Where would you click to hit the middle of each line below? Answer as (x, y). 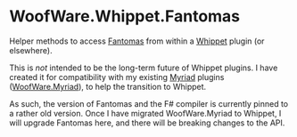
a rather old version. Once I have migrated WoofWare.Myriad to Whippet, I (145, 113)
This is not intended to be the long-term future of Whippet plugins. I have (144, 68)
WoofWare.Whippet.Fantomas (125, 16)
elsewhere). (31, 50)
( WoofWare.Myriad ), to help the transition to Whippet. (108, 86)
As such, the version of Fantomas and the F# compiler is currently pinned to (148, 103)
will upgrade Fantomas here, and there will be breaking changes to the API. (147, 123)
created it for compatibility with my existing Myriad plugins (117, 77)
